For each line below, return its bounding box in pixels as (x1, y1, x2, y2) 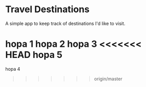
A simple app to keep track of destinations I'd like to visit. (5, 20, 126, 26)
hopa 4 (5, 66, 20, 72)
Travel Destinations (5, 4, 90, 15)
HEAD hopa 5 (5, 49, 63, 61)
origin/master (94, 75, 123, 82)
